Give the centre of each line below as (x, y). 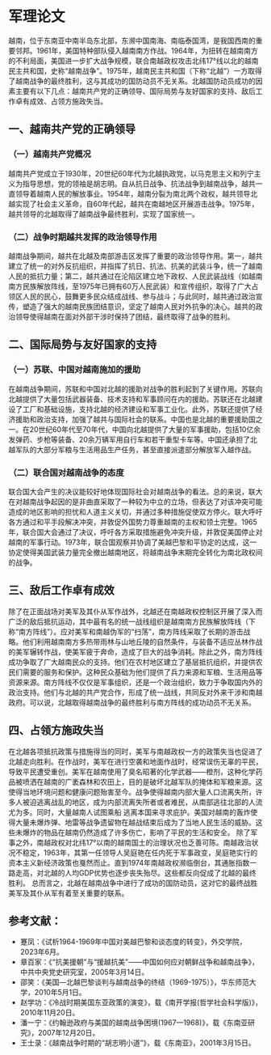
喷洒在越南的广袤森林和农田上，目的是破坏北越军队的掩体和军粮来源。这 (142, 782)
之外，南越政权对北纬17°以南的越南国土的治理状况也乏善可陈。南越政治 (133, 842)
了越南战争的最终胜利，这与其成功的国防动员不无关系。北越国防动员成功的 (132, 81)
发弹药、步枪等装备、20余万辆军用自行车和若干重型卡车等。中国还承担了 (129, 439)
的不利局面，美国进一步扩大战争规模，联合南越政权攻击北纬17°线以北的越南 (133, 61)
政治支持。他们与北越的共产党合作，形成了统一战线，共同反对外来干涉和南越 (135, 692)
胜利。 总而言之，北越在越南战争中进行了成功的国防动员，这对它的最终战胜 (133, 883)
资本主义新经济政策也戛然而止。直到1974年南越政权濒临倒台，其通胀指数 (129, 862)
